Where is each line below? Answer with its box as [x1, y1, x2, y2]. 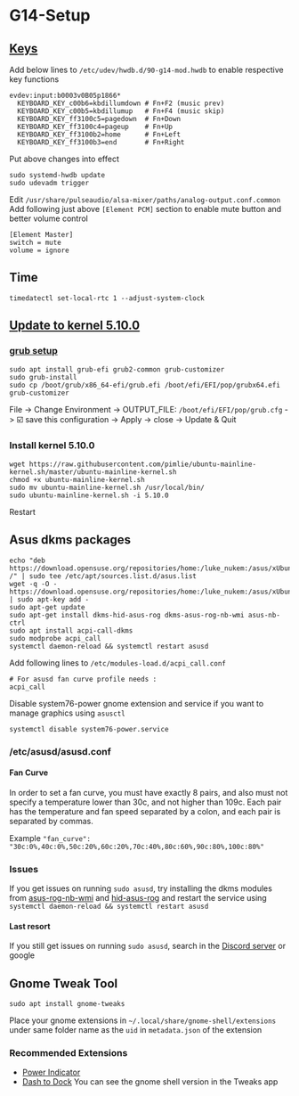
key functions [9, 74, 60, 85]
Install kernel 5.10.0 [9, 439, 95, 452]
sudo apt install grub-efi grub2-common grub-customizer [9, 364, 225, 374]
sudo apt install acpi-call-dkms [9, 626, 133, 635]
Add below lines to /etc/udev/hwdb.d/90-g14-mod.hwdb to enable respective [9, 64, 284, 75]
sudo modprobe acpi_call [9, 634, 101, 642]
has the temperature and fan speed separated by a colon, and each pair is [9, 806, 281, 816]
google [9, 950, 36, 961]
